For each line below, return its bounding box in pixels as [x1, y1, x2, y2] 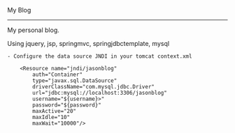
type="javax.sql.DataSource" [32, 77, 117, 84]
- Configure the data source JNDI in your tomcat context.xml [7, 53, 192, 60]
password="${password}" [32, 102, 101, 109]
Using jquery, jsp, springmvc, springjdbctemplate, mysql [7, 40, 170, 47]
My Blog [7, 6, 31, 14]
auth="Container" [32, 71, 83, 78]
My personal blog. [7, 26, 59, 34]
